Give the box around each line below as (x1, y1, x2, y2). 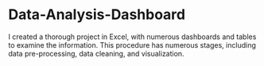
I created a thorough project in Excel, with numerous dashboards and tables (8, 32, 257, 41)
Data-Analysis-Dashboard (8, 6, 185, 24)
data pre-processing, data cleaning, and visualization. (8, 49, 184, 58)
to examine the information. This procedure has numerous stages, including (8, 40, 256, 49)
